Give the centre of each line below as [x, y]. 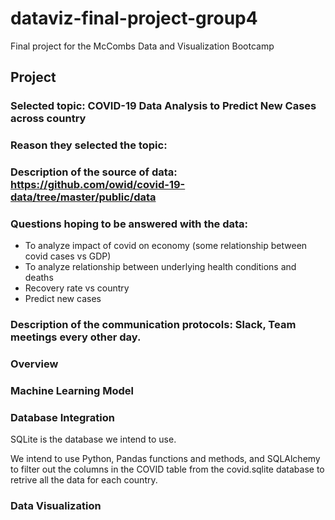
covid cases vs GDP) [68, 256]
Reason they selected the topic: [89, 145]
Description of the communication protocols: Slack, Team [153, 325]
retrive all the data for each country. [84, 480]
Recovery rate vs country [77, 288]
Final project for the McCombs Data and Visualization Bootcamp [142, 46]
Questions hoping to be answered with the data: [129, 224]
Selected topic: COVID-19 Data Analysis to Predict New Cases [163, 106]
